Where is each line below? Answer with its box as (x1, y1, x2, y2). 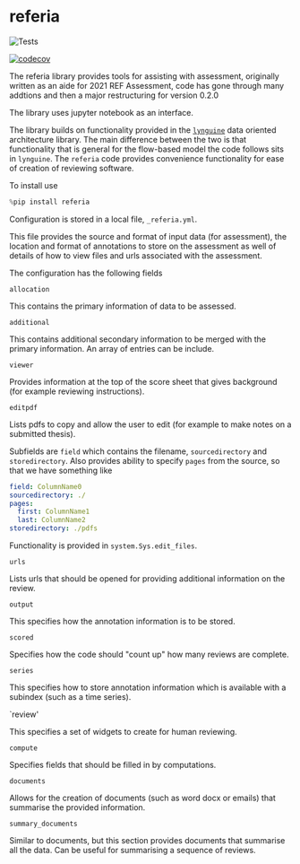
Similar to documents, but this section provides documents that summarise (9, 835, 286, 846)
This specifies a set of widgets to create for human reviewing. (9, 727, 237, 737)
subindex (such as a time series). (9, 692, 132, 703)
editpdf (9, 403, 39, 412)
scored (9, 633, 34, 642)
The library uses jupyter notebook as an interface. (9, 107, 194, 118)
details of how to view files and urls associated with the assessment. (9, 249, 262, 261)
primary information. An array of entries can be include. (9, 343, 215, 353)
